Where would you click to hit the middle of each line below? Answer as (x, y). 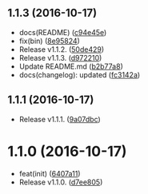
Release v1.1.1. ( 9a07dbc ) (60, 119)
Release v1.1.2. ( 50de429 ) (62, 49)
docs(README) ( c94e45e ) (63, 32)
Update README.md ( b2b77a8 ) (71, 66)
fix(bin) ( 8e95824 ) (50, 41)
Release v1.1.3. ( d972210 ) (60, 57)
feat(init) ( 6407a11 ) (50, 173)
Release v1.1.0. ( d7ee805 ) (61, 182)
